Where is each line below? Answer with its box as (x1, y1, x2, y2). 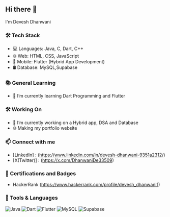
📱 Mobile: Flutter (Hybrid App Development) (12, 59, 105, 65)
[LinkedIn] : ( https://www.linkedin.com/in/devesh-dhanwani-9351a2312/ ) (12, 152, 165, 158)
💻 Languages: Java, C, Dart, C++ (12, 45, 84, 52)
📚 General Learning (5, 80, 56, 87)
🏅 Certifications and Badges (5, 170, 76, 177)
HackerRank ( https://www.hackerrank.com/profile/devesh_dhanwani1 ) (12, 182, 160, 188)
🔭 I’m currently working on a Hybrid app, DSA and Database (12, 119, 138, 126)
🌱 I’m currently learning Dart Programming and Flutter (12, 93, 126, 99)
